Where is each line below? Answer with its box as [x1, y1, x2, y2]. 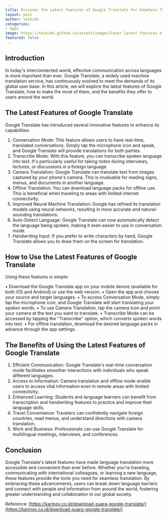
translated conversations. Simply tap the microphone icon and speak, [12, 142, 155, 148]
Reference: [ [5, 500, 31, 507]
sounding [12, 211, 32, 217]
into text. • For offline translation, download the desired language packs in [5, 321, 158, 327]
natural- [141, 206, 158, 212]
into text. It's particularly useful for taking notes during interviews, [12, 158, 148, 164]
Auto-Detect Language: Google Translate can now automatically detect [12, 217, 159, 223]
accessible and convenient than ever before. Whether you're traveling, [5, 464, 150, 470]
